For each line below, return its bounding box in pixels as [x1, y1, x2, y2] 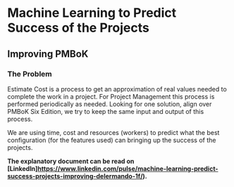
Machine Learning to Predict [7, 5, 177, 21]
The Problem [7, 69, 53, 79]
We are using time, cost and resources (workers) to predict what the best [7, 128, 220, 136]
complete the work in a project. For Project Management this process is [7, 92, 215, 101]
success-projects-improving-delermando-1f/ [7, 172, 143, 180]
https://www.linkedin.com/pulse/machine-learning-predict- [37, 164, 218, 173]
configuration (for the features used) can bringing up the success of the [7, 136, 216, 144]
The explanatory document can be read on [7, 157, 135, 165]
